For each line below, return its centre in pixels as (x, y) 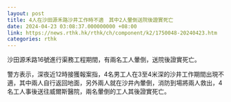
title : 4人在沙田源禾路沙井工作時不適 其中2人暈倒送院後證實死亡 (90, 20)
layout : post (26, 13)
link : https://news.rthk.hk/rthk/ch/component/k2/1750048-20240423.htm (112, 33)
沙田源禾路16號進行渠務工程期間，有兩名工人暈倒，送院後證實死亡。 (104, 60)
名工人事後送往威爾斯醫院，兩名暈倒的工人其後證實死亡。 (89, 92)
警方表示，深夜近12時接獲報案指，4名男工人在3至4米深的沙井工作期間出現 (113, 74)
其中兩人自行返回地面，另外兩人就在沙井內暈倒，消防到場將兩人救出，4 (121, 83)
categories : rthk (32, 39)
